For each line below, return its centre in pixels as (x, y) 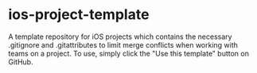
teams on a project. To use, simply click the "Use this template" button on (128, 53)
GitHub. (21, 62)
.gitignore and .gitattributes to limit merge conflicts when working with (123, 44)
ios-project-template (79, 15)
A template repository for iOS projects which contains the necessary (120, 36)
